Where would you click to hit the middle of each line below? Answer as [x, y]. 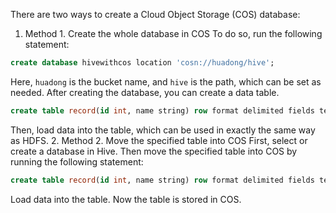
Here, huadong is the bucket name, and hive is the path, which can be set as [166, 81]
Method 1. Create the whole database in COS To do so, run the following [173, 33]
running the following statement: [77, 161]
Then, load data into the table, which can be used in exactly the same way [163, 130]
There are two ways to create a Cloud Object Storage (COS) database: [155, 14]
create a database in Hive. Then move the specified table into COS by [154, 151]
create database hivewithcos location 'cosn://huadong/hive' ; [142, 63]
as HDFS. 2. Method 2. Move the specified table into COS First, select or [159, 140]
